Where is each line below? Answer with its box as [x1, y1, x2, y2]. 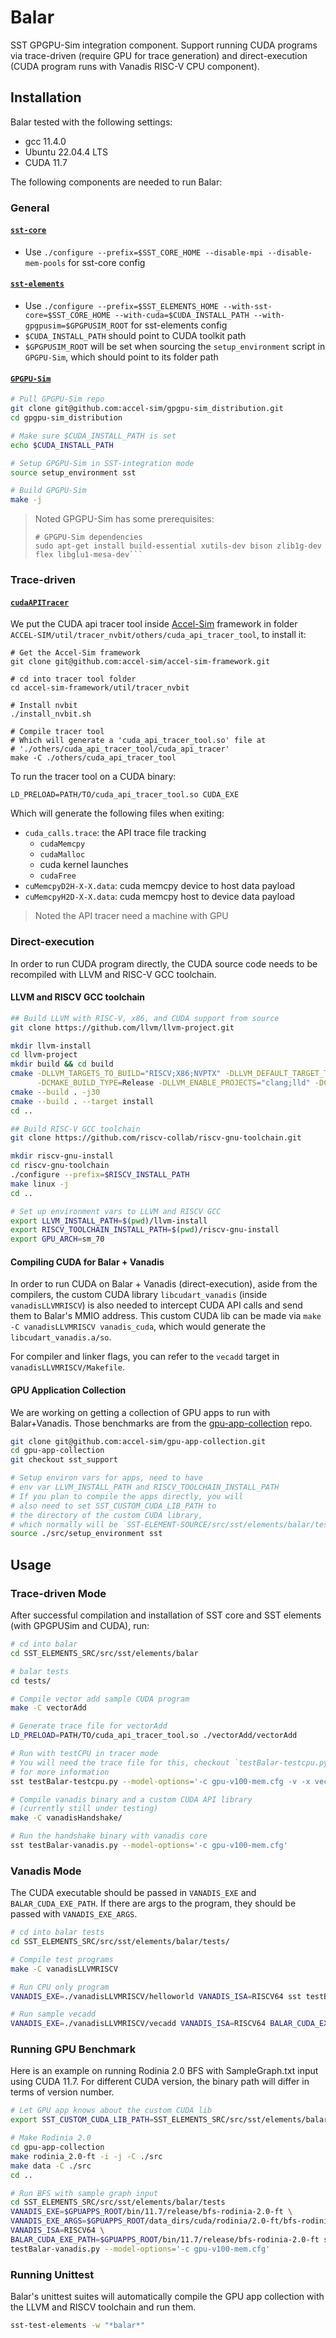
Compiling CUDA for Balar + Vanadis [10, 1256, 165, 1268]
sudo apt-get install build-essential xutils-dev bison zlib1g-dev [34, 541, 322, 551]
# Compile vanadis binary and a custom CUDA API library [10, 1794, 253, 1805]
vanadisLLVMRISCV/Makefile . [10, 1361, 126, 1373]
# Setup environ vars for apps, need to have [10, 1473, 203, 1483]
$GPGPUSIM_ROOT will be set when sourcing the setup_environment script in [24, 341, 326, 353]
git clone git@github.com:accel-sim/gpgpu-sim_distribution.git [10, 404, 284, 414]
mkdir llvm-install [10, 1041, 92, 1051]
